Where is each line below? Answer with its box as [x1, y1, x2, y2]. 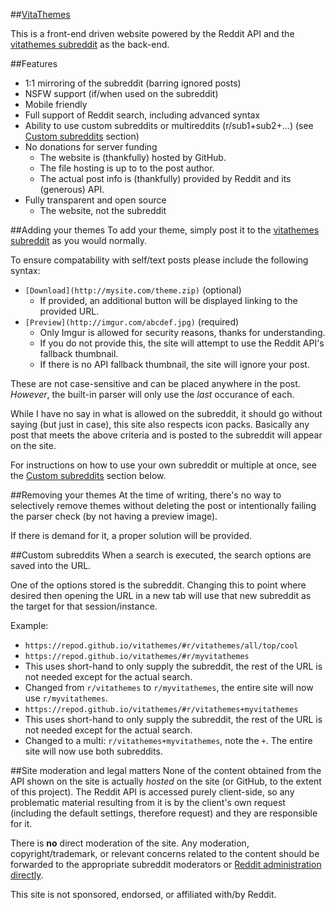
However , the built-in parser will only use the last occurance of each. [10, 389, 295, 400]
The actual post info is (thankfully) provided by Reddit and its [39, 173, 292, 184]
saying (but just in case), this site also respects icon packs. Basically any [10, 419, 310, 430]
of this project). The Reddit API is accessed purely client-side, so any [10, 786, 295, 798]
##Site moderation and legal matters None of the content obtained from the [10, 765, 322, 776]
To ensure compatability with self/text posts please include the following [10, 254, 309, 266]
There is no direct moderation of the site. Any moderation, [10, 837, 250, 849]
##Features [10, 58, 58, 69]
